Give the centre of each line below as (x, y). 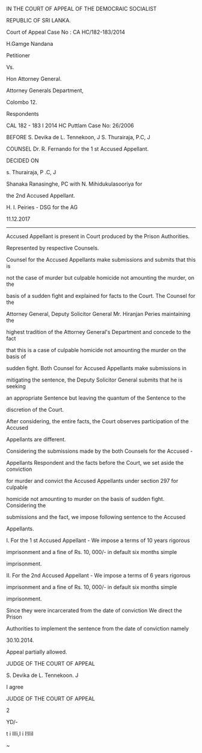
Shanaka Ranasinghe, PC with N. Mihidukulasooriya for (74, 184)
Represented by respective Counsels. (53, 248)
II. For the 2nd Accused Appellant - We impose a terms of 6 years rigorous (98, 575)
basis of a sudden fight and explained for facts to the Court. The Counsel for (101, 296)
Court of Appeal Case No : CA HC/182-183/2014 (66, 32)
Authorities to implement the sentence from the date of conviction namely (98, 629)
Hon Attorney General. (34, 79)
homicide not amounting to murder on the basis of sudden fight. (85, 499)
